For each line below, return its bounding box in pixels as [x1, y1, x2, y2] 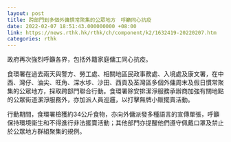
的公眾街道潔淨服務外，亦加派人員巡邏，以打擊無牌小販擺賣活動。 [7, 95, 194, 104]
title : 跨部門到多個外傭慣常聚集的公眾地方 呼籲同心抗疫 [7, 16, 152, 23]
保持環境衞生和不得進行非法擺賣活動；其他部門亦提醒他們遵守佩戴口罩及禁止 [7, 119, 224, 127]
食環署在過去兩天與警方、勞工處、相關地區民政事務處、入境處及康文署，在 [7, 70, 218, 78]
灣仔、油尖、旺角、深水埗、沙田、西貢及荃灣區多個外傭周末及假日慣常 [19, 78, 218, 86]
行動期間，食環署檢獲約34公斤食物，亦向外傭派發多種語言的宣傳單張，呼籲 [7, 110, 220, 119]
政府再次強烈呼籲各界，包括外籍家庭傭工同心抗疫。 [7, 56, 152, 64]
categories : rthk [7, 36, 57, 43]
